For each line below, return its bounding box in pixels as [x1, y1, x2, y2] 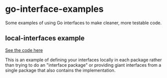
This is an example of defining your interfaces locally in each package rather [5, 57, 162, 63]
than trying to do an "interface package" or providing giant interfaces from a [5, 62, 162, 68]
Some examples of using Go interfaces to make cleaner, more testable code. [5, 20, 162, 26]
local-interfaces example [5, 34, 85, 42]
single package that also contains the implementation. [5, 67, 116, 73]
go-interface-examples [5, 3, 104, 15]
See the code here [5, 47, 43, 53]
